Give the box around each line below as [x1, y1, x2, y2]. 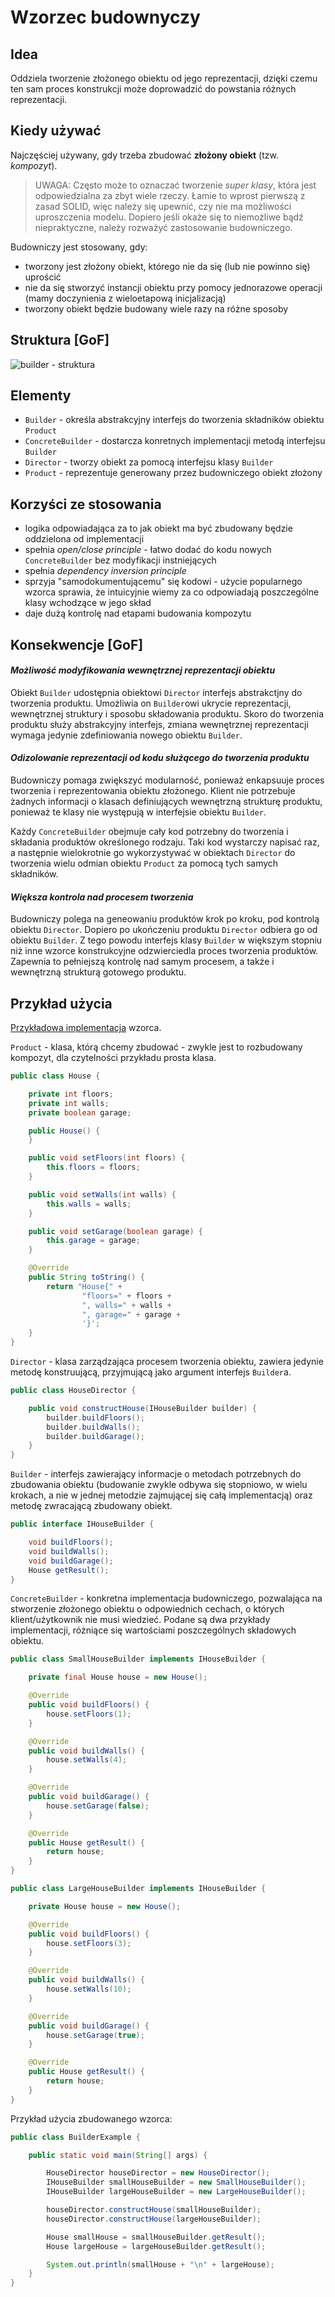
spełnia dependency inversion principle [24, 565, 187, 577]
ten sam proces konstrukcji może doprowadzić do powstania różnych [10, 83, 297, 95]
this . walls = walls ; [46, 1199, 132, 1209]
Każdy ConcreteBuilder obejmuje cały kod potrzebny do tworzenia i [10, 826, 289, 838]
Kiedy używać [10, 122, 102, 140]
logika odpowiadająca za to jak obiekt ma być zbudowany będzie [24, 522, 293, 535]
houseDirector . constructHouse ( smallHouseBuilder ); [46, 2205, 262, 2215]
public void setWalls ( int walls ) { [28, 1189, 177, 1200]
